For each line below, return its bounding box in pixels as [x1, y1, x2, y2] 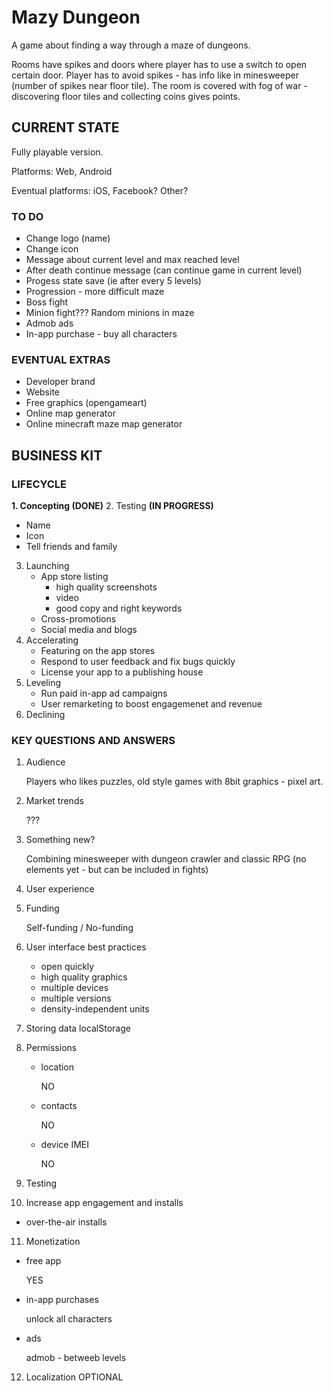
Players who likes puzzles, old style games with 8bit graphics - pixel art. [25, 776, 324, 788]
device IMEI [40, 1139, 89, 1151]
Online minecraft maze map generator [25, 418, 183, 430]
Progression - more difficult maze [25, 286, 165, 298]
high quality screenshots [55, 581, 158, 593]
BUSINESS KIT [11, 447, 103, 464]
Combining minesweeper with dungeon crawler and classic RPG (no [25, 853, 307, 865]
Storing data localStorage [25, 1022, 131, 1035]
